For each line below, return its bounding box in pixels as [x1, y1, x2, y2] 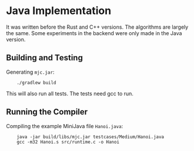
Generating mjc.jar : [6, 68, 55, 75]
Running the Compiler [6, 107, 88, 117]
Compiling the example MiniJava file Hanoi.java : [6, 122, 123, 129]
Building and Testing [6, 53, 83, 63]
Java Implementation [6, 4, 112, 18]
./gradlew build [16, 80, 57, 85]
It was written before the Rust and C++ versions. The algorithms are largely [6, 23, 189, 30]
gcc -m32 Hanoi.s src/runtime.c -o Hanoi [16, 139, 119, 145]
